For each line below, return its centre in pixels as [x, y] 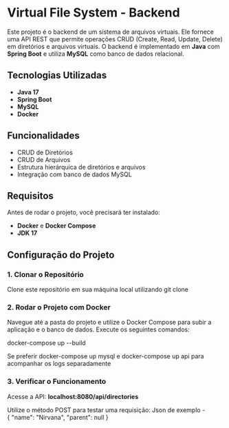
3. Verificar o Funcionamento [57, 382]
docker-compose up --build [46, 343]
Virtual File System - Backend [94, 13]
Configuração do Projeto [61, 255]
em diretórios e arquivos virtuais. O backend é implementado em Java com [113, 46]
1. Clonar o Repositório [45, 274]
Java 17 [28, 92]
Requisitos [30, 195]
